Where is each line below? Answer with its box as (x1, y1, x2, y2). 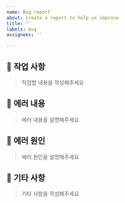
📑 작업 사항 (6, 61, 46, 72)
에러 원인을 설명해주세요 (21, 153, 80, 160)
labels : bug (6, 26, 37, 33)
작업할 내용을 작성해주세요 (21, 79, 85, 86)
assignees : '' (6, 32, 43, 38)
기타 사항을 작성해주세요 (21, 190, 80, 197)
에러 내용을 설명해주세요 (21, 116, 80, 123)
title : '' (6, 20, 32, 26)
